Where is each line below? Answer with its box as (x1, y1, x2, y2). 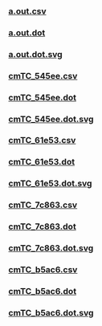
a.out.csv (8, 6, 47, 17)
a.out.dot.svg (8, 48, 63, 59)
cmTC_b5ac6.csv (8, 263, 78, 275)
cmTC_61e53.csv (8, 135, 76, 146)
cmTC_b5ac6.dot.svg (8, 307, 94, 318)
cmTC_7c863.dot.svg (8, 242, 94, 254)
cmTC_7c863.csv (8, 199, 78, 210)
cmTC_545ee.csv (8, 70, 78, 81)
